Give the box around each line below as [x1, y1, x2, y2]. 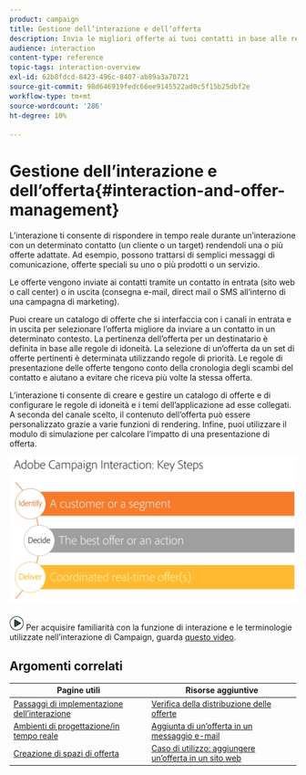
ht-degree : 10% [9, 110, 67, 120]
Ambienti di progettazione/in [13, 720, 120, 731]
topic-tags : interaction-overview [9, 63, 141, 72]
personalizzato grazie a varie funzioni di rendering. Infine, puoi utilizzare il [9, 419, 287, 430]
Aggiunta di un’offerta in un [151, 720, 253, 731]
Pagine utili [56, 685, 100, 696]
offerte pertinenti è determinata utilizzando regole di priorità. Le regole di [9, 352, 283, 364]
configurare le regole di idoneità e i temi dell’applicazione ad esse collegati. [9, 400, 291, 411]
